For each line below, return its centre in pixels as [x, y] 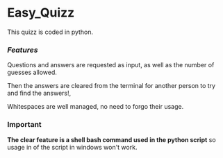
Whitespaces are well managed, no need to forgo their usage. [96, 107]
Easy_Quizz [41, 13]
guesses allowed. [32, 72]
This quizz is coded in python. [50, 32]
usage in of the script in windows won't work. [72, 147]
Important [24, 125]
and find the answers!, [39, 93]
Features [23, 50]
